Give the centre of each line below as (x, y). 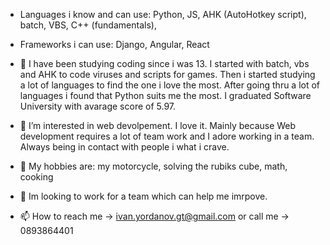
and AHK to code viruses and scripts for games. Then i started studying (167, 74)
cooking (36, 177)
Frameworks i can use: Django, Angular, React (114, 44)
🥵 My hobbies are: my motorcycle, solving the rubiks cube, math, (153, 166)
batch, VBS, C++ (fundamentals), (88, 25)
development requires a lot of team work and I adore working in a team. (167, 136)
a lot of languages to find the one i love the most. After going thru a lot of (170, 85)
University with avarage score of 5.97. (98, 106)
